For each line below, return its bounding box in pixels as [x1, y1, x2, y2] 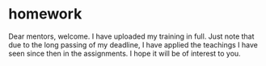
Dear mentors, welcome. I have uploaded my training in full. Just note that [8, 31, 255, 41]
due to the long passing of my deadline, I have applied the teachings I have [8, 39, 259, 49]
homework [8, 5, 82, 23]
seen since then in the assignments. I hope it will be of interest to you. [8, 48, 241, 58]
